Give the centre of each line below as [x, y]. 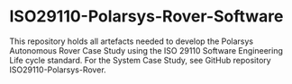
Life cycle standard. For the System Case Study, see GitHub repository [141, 60]
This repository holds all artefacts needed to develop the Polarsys [132, 41]
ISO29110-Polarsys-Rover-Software [146, 17]
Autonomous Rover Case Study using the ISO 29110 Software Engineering [146, 50]
